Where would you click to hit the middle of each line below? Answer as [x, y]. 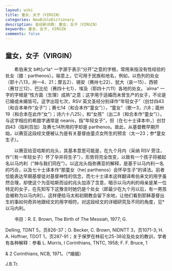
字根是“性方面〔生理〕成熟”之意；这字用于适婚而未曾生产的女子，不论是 [90, 95]
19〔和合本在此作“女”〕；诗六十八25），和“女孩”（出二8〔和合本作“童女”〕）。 [85, 114]
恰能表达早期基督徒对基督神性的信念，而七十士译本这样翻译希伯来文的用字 [84, 176]
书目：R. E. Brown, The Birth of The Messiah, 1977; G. [71, 219]
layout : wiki [19, 10]
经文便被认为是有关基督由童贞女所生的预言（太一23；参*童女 [101, 133]
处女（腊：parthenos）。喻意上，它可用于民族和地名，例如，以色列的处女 [82, 75]
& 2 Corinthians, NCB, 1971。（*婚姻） [45, 254]
